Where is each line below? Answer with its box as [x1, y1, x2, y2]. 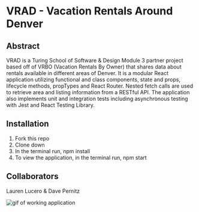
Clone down [14, 141, 45, 148]
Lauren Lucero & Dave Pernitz [6, 187, 80, 195]
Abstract [6, 41, 40, 51]
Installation [6, 119, 49, 129]
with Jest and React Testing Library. [6, 101, 95, 109]
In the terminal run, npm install [14, 147, 91, 154]
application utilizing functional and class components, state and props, [6, 76, 181, 83]
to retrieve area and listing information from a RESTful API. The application [6, 89, 190, 95]
